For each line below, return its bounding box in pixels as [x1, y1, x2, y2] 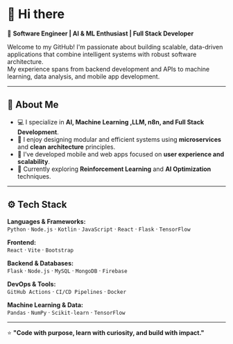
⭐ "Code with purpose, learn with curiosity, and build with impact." [7, 328, 205, 336]
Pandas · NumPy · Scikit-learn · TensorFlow [7, 308, 126, 316]
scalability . [17, 157, 51, 165]
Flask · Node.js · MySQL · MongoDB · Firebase [7, 266, 128, 275]
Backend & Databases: [7, 259, 74, 267]
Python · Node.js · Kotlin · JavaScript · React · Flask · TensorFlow [7, 224, 191, 233]
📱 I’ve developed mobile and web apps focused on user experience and [17, 149, 224, 158]
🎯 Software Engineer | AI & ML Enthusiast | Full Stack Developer [7, 29, 194, 38]
